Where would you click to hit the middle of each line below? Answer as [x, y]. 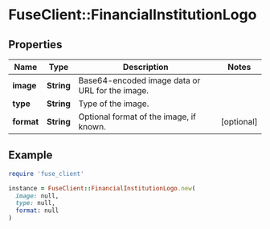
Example [31, 155]
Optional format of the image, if [137, 117]
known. [92, 127]
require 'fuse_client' [46, 174]
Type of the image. [114, 104]
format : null [37, 211]
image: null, [37, 196]
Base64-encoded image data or [139, 80]
